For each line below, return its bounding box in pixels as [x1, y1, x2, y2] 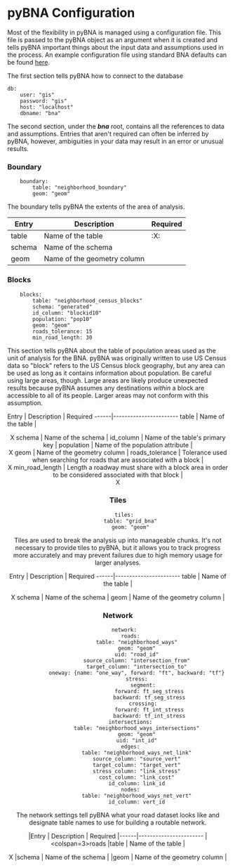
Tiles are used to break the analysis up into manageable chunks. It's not [13, 536, 222, 544]
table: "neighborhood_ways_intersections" [73, 725, 200, 732]
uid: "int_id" [116, 737, 158, 744]
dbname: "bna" [20, 110, 61, 117]
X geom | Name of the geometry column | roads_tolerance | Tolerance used [8, 448, 227, 456]
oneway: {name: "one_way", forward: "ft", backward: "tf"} [48, 669, 225, 677]
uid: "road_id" [114, 651, 159, 658]
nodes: [121, 787, 140, 794]
